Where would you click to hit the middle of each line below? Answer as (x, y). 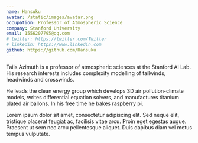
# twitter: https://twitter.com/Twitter (57, 39)
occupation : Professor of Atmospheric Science (64, 22)
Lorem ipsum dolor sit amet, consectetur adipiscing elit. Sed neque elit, (92, 115)
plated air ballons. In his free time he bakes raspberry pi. (75, 103)
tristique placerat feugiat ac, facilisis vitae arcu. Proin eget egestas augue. (96, 121)
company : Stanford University (43, 28)
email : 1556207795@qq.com (38, 34)
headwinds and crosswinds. (40, 79)
